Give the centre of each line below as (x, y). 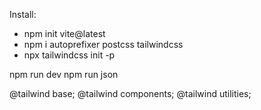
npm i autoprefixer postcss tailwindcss (103, 44)
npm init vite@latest (64, 33)
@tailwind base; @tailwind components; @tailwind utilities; (130, 93)
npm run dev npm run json (64, 74)
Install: (23, 14)
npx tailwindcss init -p (69, 55)
